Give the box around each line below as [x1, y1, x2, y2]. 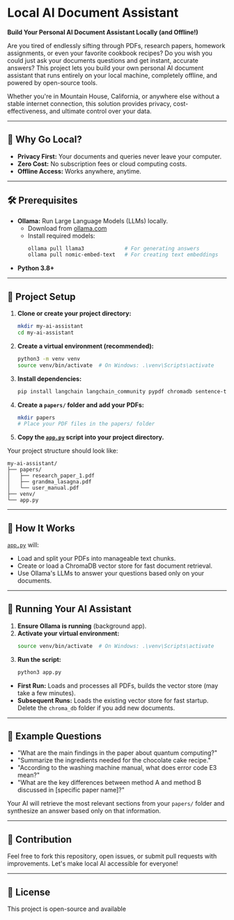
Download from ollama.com [27, 224, 107, 232]
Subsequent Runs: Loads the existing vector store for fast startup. [17, 696, 209, 704]
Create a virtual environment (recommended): [17, 342, 155, 350]
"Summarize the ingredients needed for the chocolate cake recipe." [17, 756, 211, 764]
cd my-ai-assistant [17, 329, 75, 336]
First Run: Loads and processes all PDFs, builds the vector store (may [17, 681, 219, 690]
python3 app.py [17, 668, 62, 676]
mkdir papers [17, 414, 56, 421]
